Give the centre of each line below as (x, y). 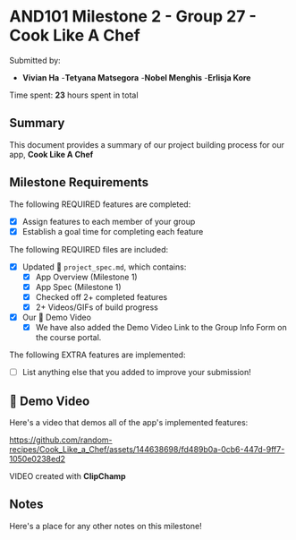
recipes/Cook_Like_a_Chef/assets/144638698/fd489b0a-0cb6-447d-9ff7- (147, 449)
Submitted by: (35, 60)
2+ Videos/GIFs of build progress (97, 307)
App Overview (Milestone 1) (86, 277)
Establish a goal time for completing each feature (113, 231)
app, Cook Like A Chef (51, 154)
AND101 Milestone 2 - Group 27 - (133, 17)
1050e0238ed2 (37, 459)
